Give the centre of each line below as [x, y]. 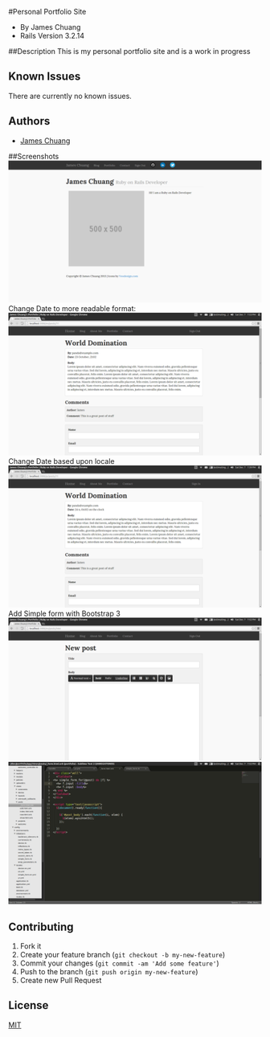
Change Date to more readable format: [72, 309]
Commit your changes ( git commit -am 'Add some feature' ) [119, 963]
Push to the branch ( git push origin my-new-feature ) [109, 971]
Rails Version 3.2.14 [52, 36]
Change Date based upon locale [61, 461]
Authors [29, 121]
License [29, 1005]
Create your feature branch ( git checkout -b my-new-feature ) [123, 954]
